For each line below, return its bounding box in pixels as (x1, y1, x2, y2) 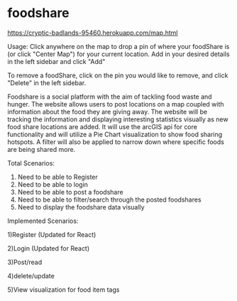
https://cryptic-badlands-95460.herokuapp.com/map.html (7, 28, 178, 37)
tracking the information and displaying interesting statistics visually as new (7, 115, 228, 124)
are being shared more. (7, 145, 76, 153)
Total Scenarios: (7, 158, 55, 168)
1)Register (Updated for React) (7, 230, 97, 239)
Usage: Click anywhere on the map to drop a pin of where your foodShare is (7, 42, 230, 50)
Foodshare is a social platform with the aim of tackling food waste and (7, 92, 212, 101)
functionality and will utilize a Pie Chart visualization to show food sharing (7, 130, 223, 138)
